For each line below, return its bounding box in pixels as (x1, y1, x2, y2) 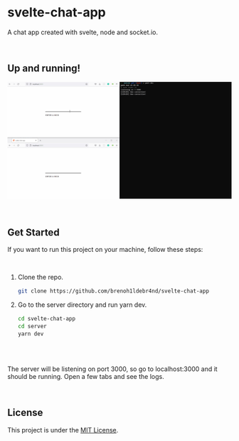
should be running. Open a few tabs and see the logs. (7, 372, 165, 380)
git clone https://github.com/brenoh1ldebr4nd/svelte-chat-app (17, 288, 210, 295)
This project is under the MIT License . (7, 425, 119, 434)
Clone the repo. (17, 273, 64, 282)
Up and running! (7, 62, 80, 75)
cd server (17, 323, 48, 330)
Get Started (7, 226, 60, 238)
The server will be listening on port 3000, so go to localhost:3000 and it (7, 365, 218, 373)
